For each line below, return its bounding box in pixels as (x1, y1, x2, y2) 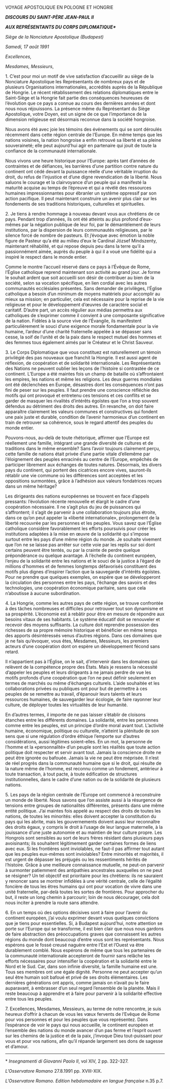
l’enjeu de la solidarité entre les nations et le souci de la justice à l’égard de (5, 558, 161, 564)
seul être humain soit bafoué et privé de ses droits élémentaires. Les (5, 974, 148, 980)
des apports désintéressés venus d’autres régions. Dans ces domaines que (5, 633, 162, 638)
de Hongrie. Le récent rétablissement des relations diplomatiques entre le (5, 89, 158, 96)
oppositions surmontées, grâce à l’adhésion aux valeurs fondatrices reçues (5, 478, 162, 484)
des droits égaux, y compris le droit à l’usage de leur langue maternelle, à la (5, 824, 163, 830)
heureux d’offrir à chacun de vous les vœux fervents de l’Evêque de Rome (5, 1011, 160, 1017)
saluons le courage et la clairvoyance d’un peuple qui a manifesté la (5, 179, 147, 185)
